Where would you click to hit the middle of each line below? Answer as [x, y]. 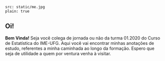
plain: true [17, 11]
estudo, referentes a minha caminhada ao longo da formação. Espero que [80, 48]
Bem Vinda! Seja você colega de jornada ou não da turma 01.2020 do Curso [83, 38]
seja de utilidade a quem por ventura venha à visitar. [58, 53]
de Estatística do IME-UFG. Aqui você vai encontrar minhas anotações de [80, 43]
